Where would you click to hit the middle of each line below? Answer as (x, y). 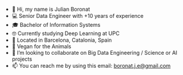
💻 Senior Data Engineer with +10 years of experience (78, 16)
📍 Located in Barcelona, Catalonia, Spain (62, 40)
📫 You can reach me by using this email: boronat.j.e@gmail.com (91, 66)
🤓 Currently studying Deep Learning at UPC (66, 33)
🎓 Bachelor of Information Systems (56, 25)
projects (22, 59)
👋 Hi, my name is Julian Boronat (51, 9)
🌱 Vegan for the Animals (41, 46)
